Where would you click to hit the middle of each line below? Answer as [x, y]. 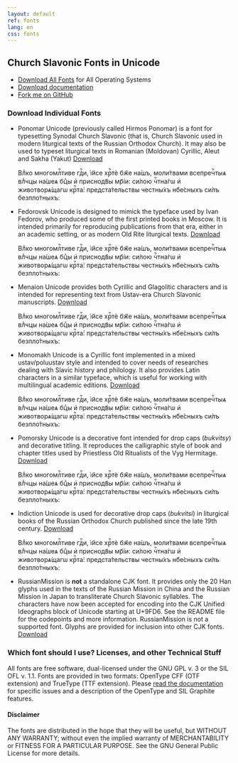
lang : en [20, 27]
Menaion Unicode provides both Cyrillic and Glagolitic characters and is [123, 287]
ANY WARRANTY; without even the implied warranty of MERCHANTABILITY [118, 738]
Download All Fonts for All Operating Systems [84, 80]
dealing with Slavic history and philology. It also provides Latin [109, 370]
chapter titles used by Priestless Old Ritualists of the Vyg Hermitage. [118, 453]
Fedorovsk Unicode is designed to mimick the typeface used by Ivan [118, 212]
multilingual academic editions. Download [79, 385]
